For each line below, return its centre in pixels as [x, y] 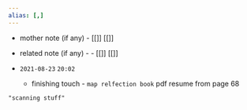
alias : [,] [26, 15]
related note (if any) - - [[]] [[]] [69, 53]
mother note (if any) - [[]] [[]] [67, 38]
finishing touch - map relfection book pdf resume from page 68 [135, 83]
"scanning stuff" [37, 98]
